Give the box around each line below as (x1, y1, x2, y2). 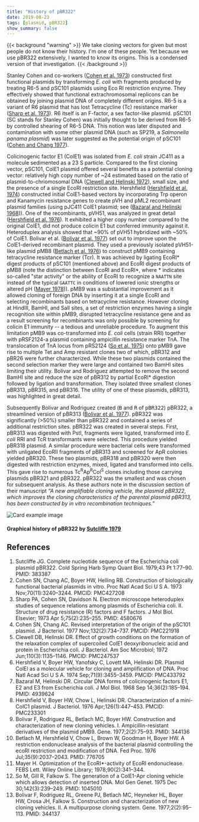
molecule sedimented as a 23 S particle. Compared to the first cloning (7, 159, 178, 166)
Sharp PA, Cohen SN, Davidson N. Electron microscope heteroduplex (15, 596, 184, 603)
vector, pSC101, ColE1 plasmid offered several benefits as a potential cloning (7, 166, 193, 173)
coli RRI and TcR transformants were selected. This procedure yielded (7, 436, 177, 443)
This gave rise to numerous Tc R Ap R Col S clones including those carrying (7, 467, 182, 475)
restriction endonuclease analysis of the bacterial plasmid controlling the (15, 741, 193, 748)
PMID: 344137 (25, 810, 60, 817)
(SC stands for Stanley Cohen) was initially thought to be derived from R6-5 (7, 116, 191, 124)
